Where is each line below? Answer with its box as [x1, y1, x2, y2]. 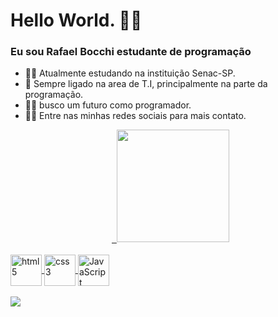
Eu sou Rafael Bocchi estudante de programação [10, 45, 252, 59]
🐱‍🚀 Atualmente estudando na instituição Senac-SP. [24, 67, 236, 79]
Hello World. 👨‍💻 [10, 9, 143, 32]
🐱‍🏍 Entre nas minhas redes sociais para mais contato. [24, 110, 247, 122]
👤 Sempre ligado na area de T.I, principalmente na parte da [24, 78, 268, 90]
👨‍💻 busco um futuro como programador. [24, 99, 192, 111]
